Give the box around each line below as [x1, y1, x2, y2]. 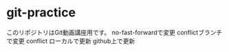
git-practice [6, 5, 76, 21]
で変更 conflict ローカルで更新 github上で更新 [6, 36, 135, 45]
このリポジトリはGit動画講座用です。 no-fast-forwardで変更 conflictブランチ [6, 28, 223, 36]
